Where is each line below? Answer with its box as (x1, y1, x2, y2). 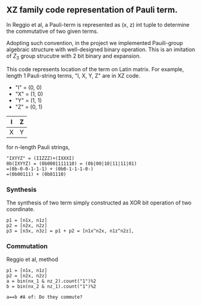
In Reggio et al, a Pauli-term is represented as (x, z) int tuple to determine (6, 21, 190, 28)
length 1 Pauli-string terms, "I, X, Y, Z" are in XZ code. (6, 72, 141, 79)
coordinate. (6, 205, 35, 212)
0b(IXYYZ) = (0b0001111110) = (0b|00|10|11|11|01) (6, 161, 137, 167)
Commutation (6, 242, 48, 250)
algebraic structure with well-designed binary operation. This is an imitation (6, 46, 196, 53)
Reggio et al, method (6, 256, 59, 263)
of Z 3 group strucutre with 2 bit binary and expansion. (6, 52, 141, 61)
